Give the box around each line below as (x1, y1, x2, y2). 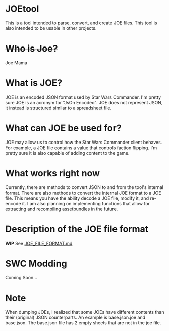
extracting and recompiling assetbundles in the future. (5, 206, 118, 212)
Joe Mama (5, 59, 28, 66)
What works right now (5, 167, 100, 179)
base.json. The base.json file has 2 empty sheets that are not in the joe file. (5, 319, 161, 326)
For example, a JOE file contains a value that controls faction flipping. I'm (5, 145, 157, 151)
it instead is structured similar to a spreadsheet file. (5, 105, 112, 111)
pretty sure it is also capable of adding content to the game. (5, 150, 130, 156)
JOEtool (5, 3, 39, 15)
